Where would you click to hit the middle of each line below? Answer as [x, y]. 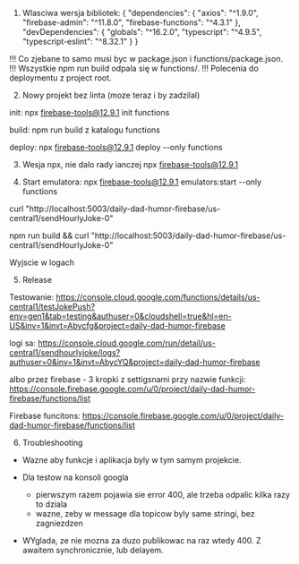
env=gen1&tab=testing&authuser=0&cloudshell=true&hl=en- [120, 316]
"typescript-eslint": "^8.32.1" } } [80, 41]
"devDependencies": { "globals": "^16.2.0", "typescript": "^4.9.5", [142, 32]
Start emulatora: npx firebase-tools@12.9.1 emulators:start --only [142, 182]
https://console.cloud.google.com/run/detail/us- [127, 343]
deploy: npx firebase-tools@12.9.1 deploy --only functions [116, 147]
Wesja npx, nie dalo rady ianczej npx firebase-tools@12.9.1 [130, 164]
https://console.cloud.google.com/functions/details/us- [158, 297]
